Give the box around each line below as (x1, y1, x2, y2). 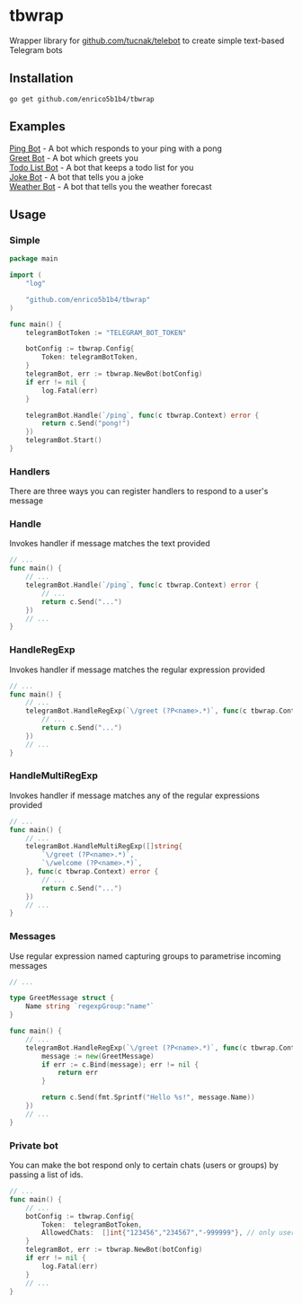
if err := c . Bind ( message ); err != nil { (41, 1060, 200, 1069)
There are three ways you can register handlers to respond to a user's (9, 486, 269, 497)
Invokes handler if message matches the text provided (9, 538, 210, 549)
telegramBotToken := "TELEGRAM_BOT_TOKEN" (25, 328, 187, 337)
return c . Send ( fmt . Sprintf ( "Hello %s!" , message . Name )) (41, 1093, 255, 1102)
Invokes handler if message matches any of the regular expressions (9, 790, 261, 801)
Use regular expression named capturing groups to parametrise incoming (9, 950, 281, 962)
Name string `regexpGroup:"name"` (25, 1002, 155, 1011)
